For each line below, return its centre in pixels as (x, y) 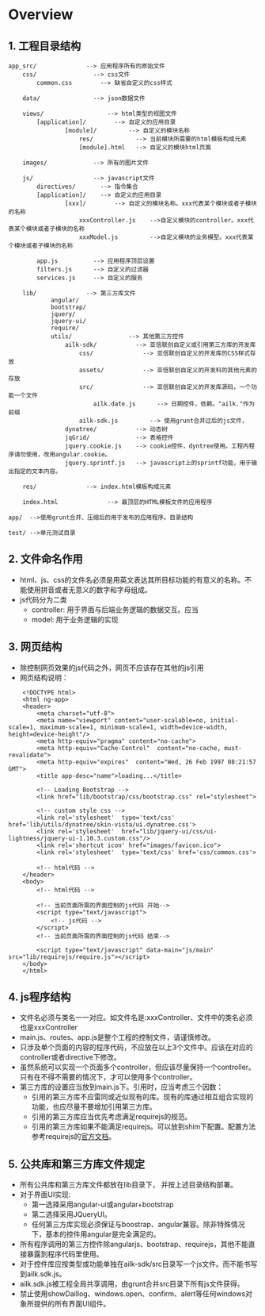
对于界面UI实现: (45, 1195)
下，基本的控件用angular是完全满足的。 (96, 1234)
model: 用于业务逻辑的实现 (75, 619)
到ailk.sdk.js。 (43, 1274)
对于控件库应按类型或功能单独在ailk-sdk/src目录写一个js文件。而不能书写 (138, 1264)
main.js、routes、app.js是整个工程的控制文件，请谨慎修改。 (117, 1037)
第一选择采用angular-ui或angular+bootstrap (102, 1205)
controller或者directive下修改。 (70, 1057)
